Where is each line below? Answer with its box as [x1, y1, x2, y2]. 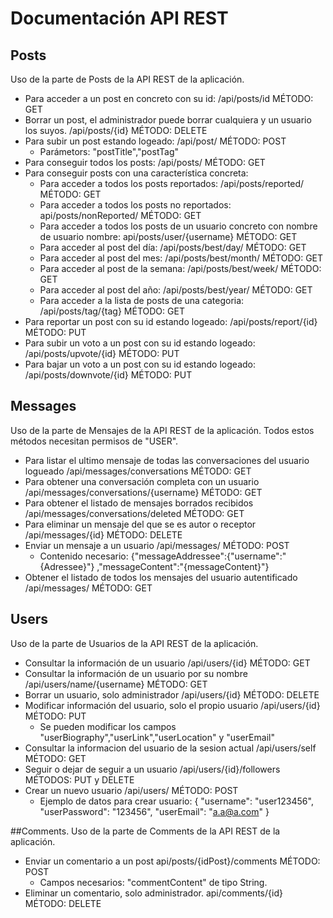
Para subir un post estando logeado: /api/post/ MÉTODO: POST [24, 135, 287, 147]
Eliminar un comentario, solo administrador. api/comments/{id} [24, 887, 283, 899]
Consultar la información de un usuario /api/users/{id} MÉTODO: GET [24, 657, 311, 669]
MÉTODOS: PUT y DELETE [24, 773, 135, 786]
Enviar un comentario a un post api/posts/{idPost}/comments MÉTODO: [24, 855, 321, 867]
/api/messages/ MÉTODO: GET [24, 582, 153, 594]
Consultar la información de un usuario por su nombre [24, 667, 248, 679]
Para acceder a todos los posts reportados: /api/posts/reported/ [39, 178, 305, 189]
